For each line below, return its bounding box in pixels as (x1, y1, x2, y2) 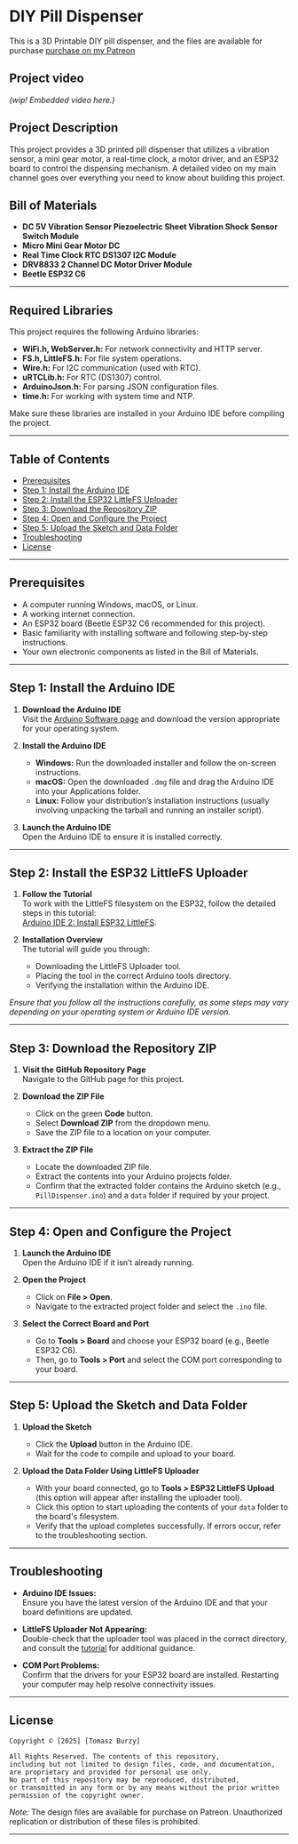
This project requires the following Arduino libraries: (9, 326, 200, 337)
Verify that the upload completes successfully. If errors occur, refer (35, 1520, 281, 1531)
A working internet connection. (21, 608, 136, 619)
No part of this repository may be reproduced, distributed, (9, 1776, 240, 1784)
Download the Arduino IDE (21, 704, 122, 715)
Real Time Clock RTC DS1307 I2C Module (21, 250, 176, 261)
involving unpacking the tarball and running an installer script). (35, 805, 264, 815)
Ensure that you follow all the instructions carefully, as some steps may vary (9, 998, 289, 1008)
